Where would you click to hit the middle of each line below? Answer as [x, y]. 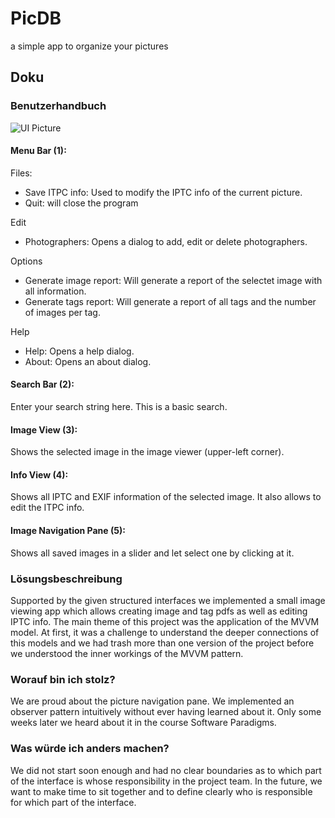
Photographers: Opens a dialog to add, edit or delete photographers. [166, 241]
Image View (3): [44, 429]
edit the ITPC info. [47, 508]
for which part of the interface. [73, 802]
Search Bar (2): [42, 384]
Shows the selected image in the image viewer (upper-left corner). [147, 452]
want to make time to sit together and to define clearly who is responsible [161, 791]
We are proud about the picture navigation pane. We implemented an [152, 701]
